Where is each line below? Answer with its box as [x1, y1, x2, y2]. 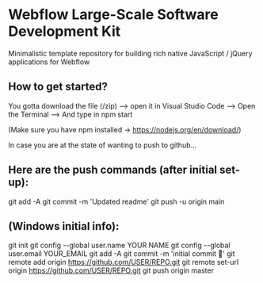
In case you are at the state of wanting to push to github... [8, 140, 197, 150]
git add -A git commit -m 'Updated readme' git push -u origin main [8, 197, 225, 206]
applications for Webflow [8, 57, 90, 67]
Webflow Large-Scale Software [8, 6, 219, 24]
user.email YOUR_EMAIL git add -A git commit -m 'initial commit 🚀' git [8, 249, 235, 258]
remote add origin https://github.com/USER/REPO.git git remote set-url [8, 258, 239, 267]
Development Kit [8, 22, 121, 40]
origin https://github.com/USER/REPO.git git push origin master [8, 266, 214, 275]
